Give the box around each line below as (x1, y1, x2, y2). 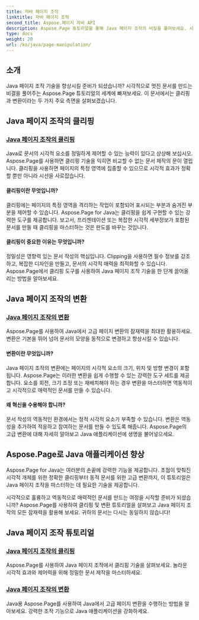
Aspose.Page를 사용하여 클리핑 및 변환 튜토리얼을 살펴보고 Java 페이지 (20, 501, 185, 508)
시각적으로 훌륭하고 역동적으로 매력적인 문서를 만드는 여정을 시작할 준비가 (6, 494, 176, 501)
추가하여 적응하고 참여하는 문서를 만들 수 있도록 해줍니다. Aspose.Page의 (17, 423, 187, 430)
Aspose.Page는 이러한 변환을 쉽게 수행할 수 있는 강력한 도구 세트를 (23, 372, 179, 379)
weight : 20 (6, 36, 33, 42)
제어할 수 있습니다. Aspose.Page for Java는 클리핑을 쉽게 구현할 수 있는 (17, 208, 185, 216)
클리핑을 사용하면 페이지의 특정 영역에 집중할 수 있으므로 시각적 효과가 (18, 165, 180, 172)
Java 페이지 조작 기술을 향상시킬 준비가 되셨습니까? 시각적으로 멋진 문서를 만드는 (6, 82, 192, 89)
